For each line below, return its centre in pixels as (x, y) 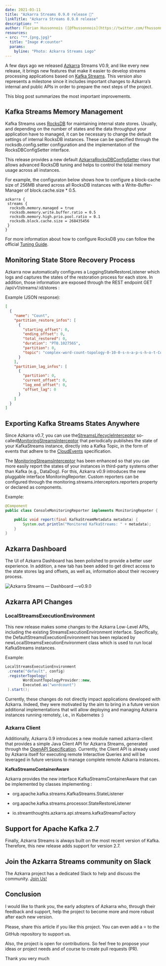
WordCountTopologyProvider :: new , (57, 681)
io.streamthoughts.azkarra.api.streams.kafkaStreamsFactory (74, 813)
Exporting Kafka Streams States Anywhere (72, 423)
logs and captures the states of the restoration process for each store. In (79, 277)
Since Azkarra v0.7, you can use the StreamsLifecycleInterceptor (70, 435)
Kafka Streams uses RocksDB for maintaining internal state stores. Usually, (81, 124)
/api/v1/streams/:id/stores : (33, 288)
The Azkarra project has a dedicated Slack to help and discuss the (73, 873)
